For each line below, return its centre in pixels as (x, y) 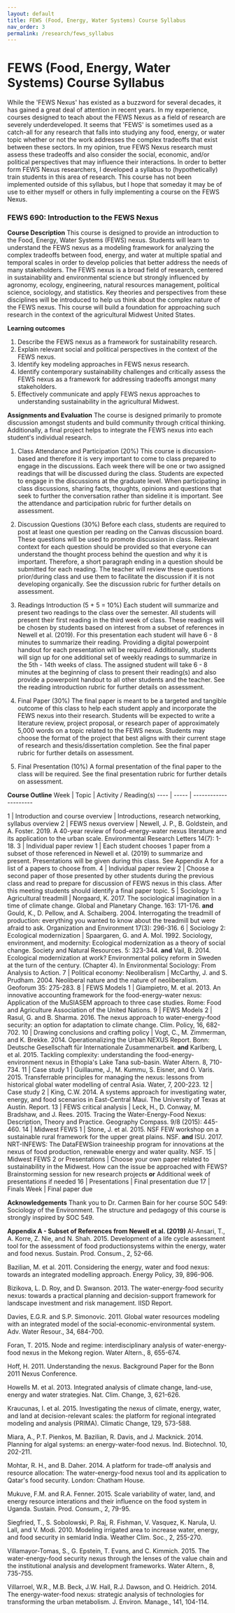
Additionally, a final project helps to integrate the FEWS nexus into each (110, 430)
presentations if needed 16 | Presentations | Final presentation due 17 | (109, 1182)
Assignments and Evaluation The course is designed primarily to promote (115, 416)
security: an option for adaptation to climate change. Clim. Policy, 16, (106, 1025)
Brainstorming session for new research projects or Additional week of (109, 1174)
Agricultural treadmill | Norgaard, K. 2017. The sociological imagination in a (114, 898)
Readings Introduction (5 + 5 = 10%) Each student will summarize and (118, 605)
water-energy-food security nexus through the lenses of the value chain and (117, 1558)
